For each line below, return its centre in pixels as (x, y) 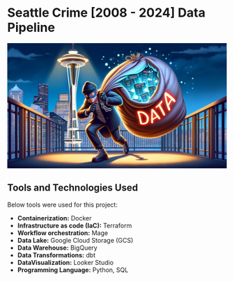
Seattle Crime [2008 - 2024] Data (106, 13)
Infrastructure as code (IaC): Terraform (75, 225)
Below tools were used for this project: (63, 204)
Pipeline (31, 27)
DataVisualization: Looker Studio (65, 262)
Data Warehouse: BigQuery (57, 248)
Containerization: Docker (54, 218)
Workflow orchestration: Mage (63, 233)
